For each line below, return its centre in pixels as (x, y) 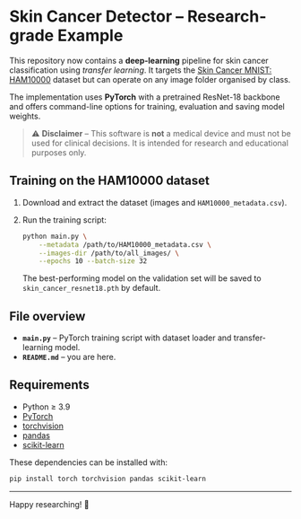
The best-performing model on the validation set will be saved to (142, 278)
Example (90, 35)
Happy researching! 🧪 (49, 504)
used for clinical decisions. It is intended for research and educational (160, 143)
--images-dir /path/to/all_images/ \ (109, 253)
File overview (47, 316)
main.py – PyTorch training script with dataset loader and (127, 338)
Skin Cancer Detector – (97, 17)
